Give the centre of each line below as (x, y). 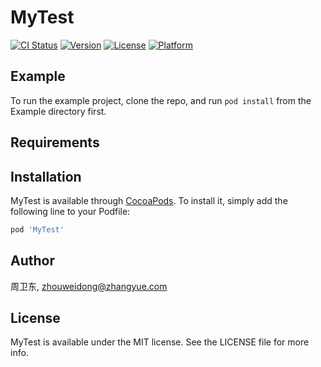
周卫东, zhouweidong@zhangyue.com (89, 286)
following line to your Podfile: (70, 211)
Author (32, 261)
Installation (46, 176)
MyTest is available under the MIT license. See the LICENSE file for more (160, 342)
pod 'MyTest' (37, 229)
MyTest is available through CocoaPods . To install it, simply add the (149, 200)
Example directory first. (58, 111)
